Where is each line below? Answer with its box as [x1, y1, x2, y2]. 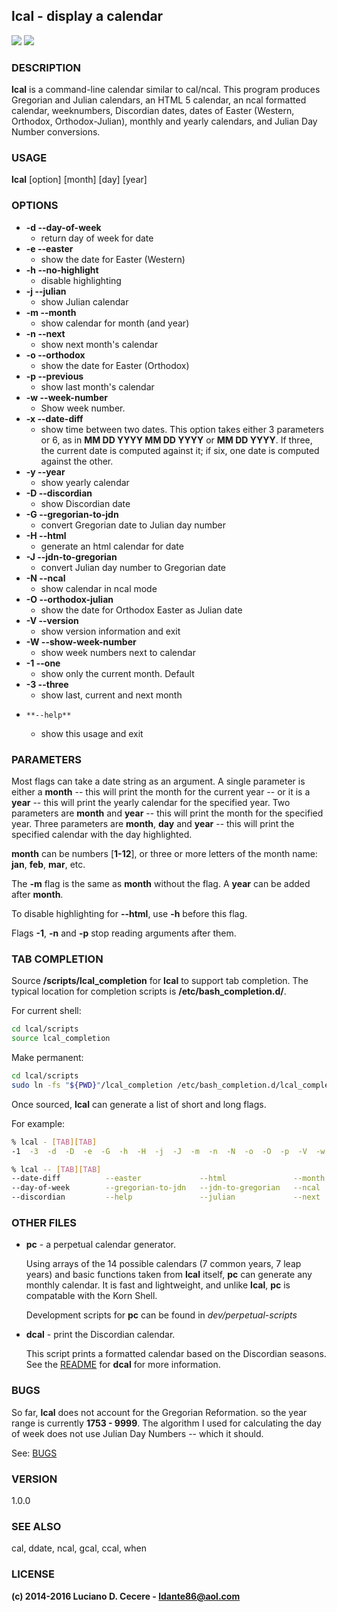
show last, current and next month [40, 689, 183, 701]
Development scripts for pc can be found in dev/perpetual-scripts [25, 1309, 298, 1321]
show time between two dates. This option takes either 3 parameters [40, 423, 324, 435]
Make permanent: [11, 1052, 84, 1064]
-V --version [25, 614, 79, 626]
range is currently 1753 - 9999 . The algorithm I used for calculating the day [11, 1417, 322, 1429]
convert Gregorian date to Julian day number [40, 519, 227, 531]
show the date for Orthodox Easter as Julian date [40, 604, 243, 616]
